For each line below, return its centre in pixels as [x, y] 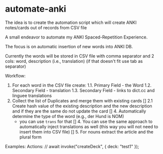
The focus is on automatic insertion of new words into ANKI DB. [69, 46]
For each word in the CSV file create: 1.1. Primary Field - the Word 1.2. [82, 85]
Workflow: [15, 76]
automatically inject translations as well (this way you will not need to [89, 126]
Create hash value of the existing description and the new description [82, 106]
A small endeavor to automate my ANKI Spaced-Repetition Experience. [76, 37]
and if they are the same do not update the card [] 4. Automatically [79, 111]
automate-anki [36, 9]
